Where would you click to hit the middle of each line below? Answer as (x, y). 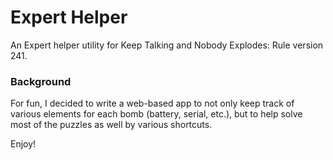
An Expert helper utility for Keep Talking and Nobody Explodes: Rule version (167, 45)
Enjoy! (23, 144)
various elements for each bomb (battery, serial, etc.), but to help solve (156, 114)
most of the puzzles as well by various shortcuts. (111, 125)
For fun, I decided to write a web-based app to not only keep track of (152, 103)
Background (41, 81)
